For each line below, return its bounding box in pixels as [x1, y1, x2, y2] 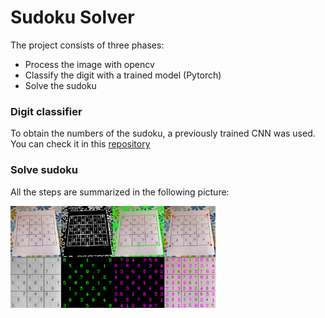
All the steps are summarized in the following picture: [10, 186, 230, 198]
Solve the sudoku [24, 79, 97, 91]
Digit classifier [10, 104, 83, 118]
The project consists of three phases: [10, 39, 165, 51]
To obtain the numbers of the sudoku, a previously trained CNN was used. [10, 127, 316, 140]
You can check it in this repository [10, 138, 151, 150]
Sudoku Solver [10, 6, 135, 29]
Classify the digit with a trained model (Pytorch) [24, 69, 222, 81]
